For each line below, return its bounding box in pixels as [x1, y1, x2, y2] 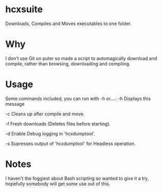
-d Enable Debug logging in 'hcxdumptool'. [5, 130, 96, 136]
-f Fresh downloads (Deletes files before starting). [5, 121, 111, 127]
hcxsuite [5, 4, 43, 15]
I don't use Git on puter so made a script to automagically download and [5, 55, 157, 61]
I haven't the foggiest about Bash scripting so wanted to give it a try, [5, 175, 149, 181]
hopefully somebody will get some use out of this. [5, 180, 111, 187]
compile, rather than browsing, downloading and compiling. [5, 60, 131, 67]
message [5, 101, 25, 107]
